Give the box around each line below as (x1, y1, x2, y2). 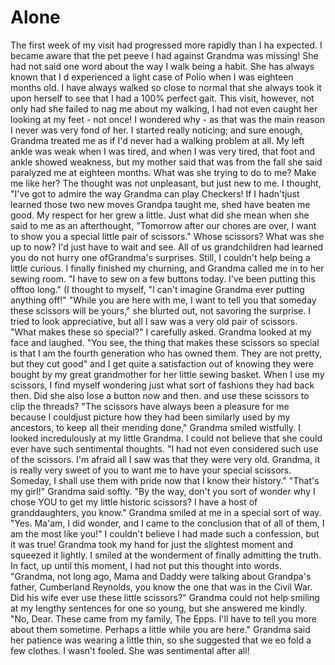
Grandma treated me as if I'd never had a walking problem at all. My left (10, 134, 305, 146)
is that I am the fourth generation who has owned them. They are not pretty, (10, 347, 323, 359)
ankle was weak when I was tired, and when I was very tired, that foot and (10, 145, 315, 157)
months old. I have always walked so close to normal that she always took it (10, 81, 322, 93)
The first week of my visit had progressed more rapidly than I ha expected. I (10, 39, 323, 51)
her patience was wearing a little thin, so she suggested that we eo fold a (10, 634, 312, 646)
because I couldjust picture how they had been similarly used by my (10, 411, 291, 423)
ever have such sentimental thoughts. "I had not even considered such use (10, 442, 319, 455)
